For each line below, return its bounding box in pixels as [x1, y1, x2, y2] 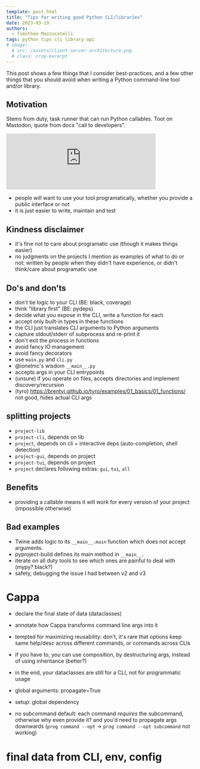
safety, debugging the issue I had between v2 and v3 [14, 570, 146, 577]
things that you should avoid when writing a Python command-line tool [6, 76, 180, 83]
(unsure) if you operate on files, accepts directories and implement [14, 375, 180, 382]
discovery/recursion [14, 382, 64, 389]
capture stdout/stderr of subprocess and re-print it [14, 331, 140, 338]
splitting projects [6, 411, 71, 422]
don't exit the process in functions [14, 337, 100, 344]
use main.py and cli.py [14, 356, 73, 363]
